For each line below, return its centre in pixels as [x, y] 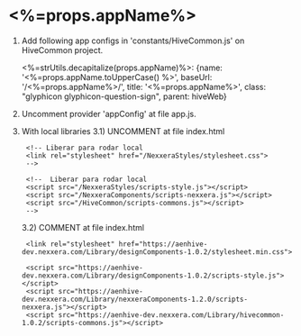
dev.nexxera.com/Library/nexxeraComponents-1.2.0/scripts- [135, 299]
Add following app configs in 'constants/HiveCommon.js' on [133, 41]
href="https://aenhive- [163, 244]
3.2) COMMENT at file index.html [83, 227]
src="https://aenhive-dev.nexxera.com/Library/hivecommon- [171, 315]
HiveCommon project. [62, 50]
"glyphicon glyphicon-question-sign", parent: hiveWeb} [124, 96]
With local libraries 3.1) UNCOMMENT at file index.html [123, 131]
